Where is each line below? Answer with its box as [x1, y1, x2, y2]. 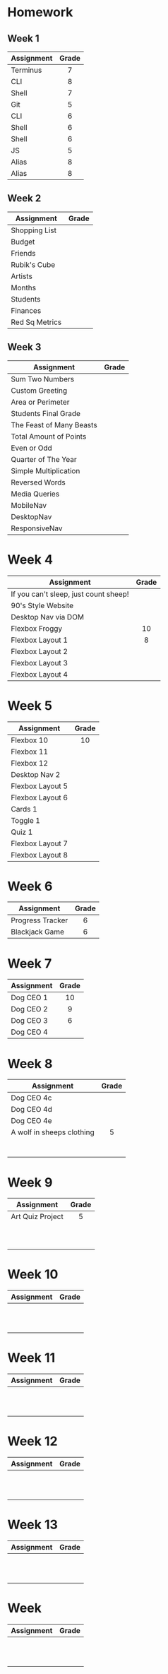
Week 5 [7, 697, 53, 713]
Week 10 [7, 1266, 59, 1283]
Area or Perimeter [11, 397, 70, 407]
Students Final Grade [11, 408, 81, 418]
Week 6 [7, 878, 53, 894]
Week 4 [7, 552, 53, 567]
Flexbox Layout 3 [11, 658, 68, 667]
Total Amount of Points [11, 432, 87, 441]
